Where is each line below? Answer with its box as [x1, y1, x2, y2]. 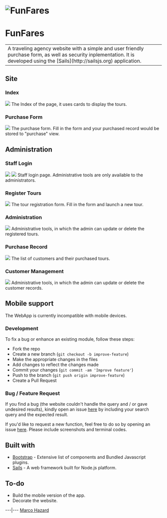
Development [5, 325, 39, 332]
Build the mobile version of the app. [12, 492, 85, 499]
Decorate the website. [12, 498, 58, 504]
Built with [5, 441, 35, 449]
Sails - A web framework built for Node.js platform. [12, 465, 117, 471]
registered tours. [5, 231, 39, 237]
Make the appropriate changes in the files [12, 357, 98, 363]
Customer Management [5, 268, 64, 275]
